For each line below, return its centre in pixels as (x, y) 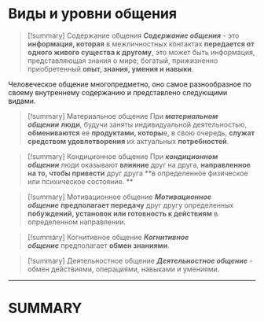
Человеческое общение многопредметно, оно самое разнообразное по (130, 84)
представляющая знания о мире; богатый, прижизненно (123, 61)
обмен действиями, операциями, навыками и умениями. (123, 269)
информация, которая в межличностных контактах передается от (141, 43)
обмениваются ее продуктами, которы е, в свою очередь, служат (141, 133)
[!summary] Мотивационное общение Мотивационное (119, 197)
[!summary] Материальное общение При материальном (123, 116)
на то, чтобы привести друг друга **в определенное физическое (138, 173)
